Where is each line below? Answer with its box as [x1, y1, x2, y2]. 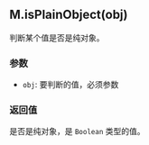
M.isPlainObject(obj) [9, 7, 128, 23]
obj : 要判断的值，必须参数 [22, 79, 119, 90]
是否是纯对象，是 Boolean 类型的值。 [9, 126, 145, 137]
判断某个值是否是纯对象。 [9, 32, 105, 43]
